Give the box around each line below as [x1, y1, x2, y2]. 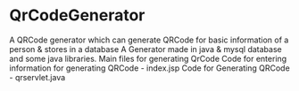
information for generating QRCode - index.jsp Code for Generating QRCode [9, 63, 290, 73]
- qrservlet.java [9, 72, 66, 82]
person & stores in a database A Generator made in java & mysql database [9, 43, 283, 54]
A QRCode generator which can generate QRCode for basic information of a [9, 34, 289, 45]
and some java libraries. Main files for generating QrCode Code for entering [9, 53, 287, 64]
